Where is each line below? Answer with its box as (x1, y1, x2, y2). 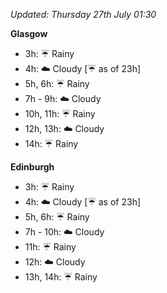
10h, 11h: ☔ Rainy (24, 108, 96, 119)
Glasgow (10, 28, 48, 39)
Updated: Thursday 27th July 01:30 (10, 9, 157, 20)
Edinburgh (10, 161, 55, 173)
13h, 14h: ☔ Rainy (24, 271, 98, 283)
